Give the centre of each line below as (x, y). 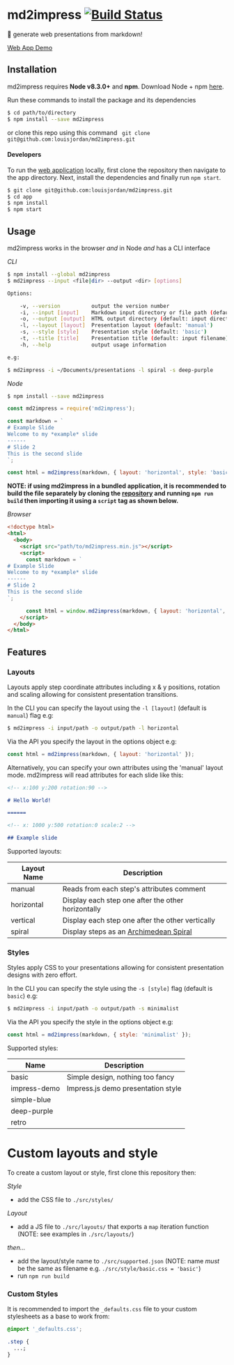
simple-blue (31, 1100)
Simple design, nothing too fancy (120, 1077)
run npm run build (43, 1276)
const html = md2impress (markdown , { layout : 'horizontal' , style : (107, 473)
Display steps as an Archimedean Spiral (127, 932)
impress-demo (36, 1088)
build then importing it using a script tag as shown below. (93, 501)
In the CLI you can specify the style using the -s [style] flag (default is (110, 989)
